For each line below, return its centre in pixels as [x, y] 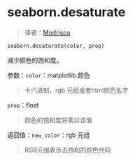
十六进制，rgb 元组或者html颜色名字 [76, 90]
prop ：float [23, 105]
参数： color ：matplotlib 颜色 [49, 75]
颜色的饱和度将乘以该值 [58, 120]
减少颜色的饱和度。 [35, 60]
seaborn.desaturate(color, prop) [56, 46]
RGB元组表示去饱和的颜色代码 [67, 150]
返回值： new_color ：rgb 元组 [49, 135]
